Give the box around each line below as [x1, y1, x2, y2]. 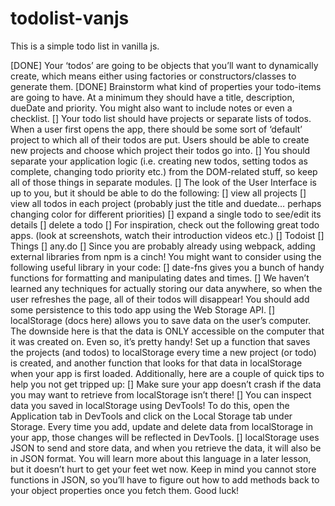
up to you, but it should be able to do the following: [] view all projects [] [10, 187, 307, 199]
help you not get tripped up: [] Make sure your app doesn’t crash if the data [10, 378, 322, 390]
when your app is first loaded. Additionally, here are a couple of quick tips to [10, 367, 325, 379]
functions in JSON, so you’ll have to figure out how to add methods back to [10, 473, 320, 486]
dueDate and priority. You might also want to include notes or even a [10, 102, 293, 114]
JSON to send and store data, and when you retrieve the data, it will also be [10, 442, 322, 454]
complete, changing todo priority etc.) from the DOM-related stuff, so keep [10, 165, 318, 177]
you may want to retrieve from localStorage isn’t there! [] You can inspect [10, 388, 312, 401]
